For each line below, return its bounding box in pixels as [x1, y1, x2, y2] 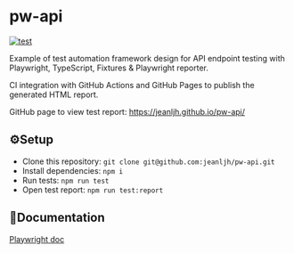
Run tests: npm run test [21, 175, 110, 185]
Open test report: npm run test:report [21, 184, 164, 195]
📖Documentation [9, 210, 105, 225]
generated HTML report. [9, 89, 99, 100]
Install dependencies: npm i [21, 165, 123, 175]
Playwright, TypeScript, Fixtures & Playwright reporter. [9, 62, 209, 73]
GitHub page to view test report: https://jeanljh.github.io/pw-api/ [9, 106, 245, 117]
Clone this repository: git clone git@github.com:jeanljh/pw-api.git [21, 156, 275, 167]
